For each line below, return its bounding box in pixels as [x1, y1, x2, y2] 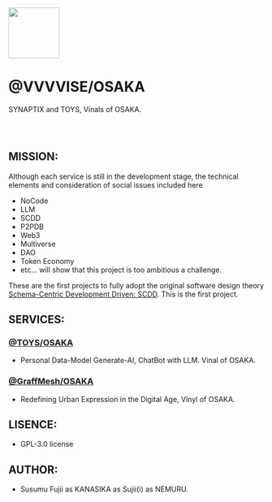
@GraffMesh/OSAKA [8, 376, 94, 387]
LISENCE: [8, 418, 58, 432]
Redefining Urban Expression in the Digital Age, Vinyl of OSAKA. [19, 394, 235, 404]
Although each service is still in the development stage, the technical [8, 171, 240, 181]
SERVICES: [8, 313, 65, 327]
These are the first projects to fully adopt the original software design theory [8, 280, 265, 290]
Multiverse [19, 239, 56, 249]
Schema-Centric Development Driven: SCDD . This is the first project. [8, 289, 239, 299]
